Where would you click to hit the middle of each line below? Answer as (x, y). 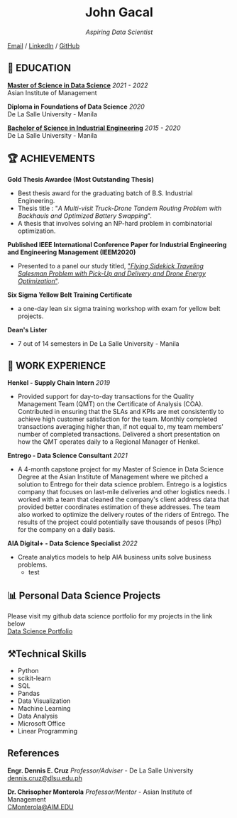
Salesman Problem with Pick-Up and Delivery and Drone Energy (112, 273)
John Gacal (119, 12)
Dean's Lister (27, 329)
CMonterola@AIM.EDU (40, 807)
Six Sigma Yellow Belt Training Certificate (70, 295)
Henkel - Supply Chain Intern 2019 (59, 383)
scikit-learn (34, 678)
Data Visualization (44, 701)
